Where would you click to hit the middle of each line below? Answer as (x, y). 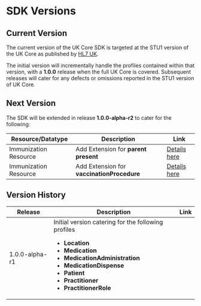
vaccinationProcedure (108, 174)
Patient (74, 272)
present (87, 156)
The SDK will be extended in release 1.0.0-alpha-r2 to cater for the (89, 117)
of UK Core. (21, 84)
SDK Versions (41, 11)
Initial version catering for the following (108, 222)
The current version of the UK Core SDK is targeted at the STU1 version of (98, 47)
